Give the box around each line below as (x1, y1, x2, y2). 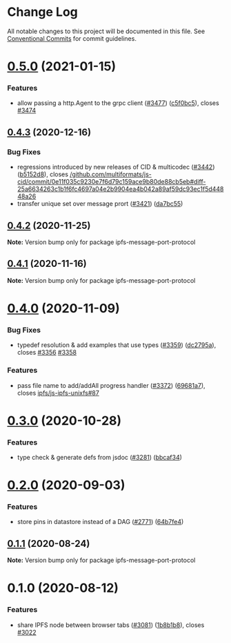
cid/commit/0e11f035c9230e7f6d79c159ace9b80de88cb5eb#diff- (17, 178, 206, 186)
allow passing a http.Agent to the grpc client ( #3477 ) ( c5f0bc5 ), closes (17, 99, 219, 107)
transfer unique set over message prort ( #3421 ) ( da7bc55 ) (17, 200, 183, 208)
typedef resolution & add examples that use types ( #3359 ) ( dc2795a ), (17, 341, 217, 349)
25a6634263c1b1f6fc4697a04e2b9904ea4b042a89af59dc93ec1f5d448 (17, 185, 224, 194)
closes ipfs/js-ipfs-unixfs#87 (17, 389, 100, 397)
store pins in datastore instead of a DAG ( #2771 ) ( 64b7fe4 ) (17, 518, 184, 526)
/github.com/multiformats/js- (70, 170, 152, 178)
